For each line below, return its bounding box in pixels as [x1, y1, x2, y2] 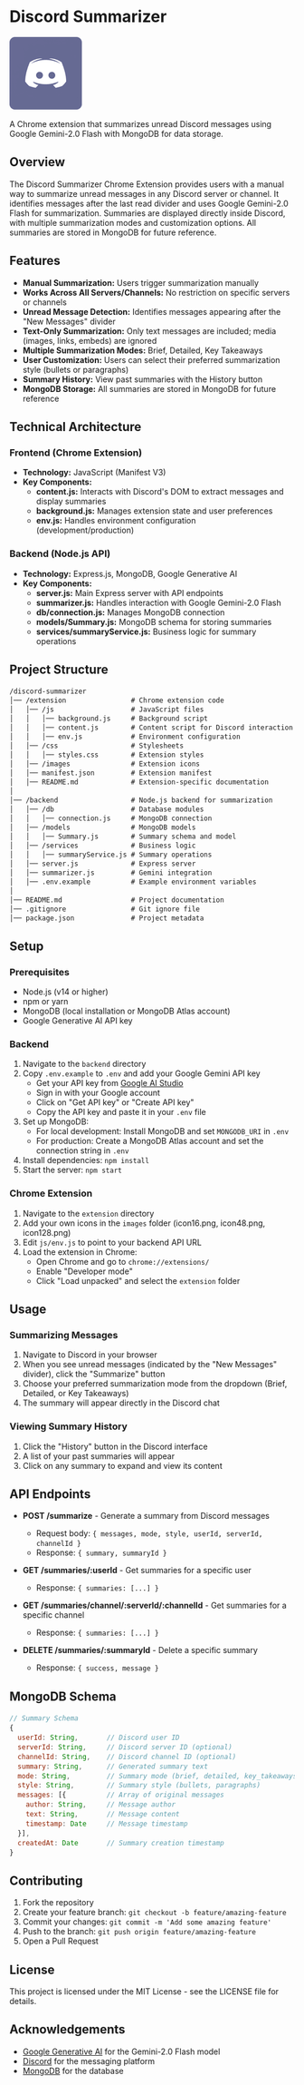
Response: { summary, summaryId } [35, 1547, 167, 1558]
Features [9, 253, 61, 269]
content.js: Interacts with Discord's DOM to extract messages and [35, 486, 284, 497]
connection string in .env [35, 1145, 129, 1156]
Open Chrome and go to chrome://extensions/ [35, 1256, 210, 1267]
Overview [9, 154, 66, 170]
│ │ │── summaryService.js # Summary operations [9, 850, 213, 859]
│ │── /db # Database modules [9, 805, 204, 814]
